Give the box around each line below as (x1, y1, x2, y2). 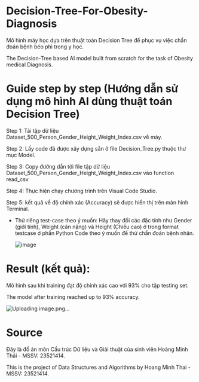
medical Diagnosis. (6, 61, 53, 68)
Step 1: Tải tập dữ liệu (6, 127, 59, 134)
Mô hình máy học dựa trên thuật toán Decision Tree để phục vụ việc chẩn (6, 36, 187, 44)
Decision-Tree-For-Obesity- (6, 4, 148, 18)
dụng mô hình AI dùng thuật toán (6, 94, 173, 108)
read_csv (6, 175, 29, 183)
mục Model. (6, 151, 36, 158)
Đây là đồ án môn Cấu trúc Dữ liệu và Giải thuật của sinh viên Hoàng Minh (6, 346, 188, 353)
